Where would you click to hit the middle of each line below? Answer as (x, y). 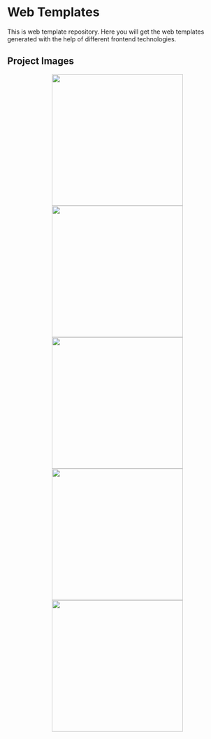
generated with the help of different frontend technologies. (92, 39)
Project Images (41, 61)
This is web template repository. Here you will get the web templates (106, 32)
